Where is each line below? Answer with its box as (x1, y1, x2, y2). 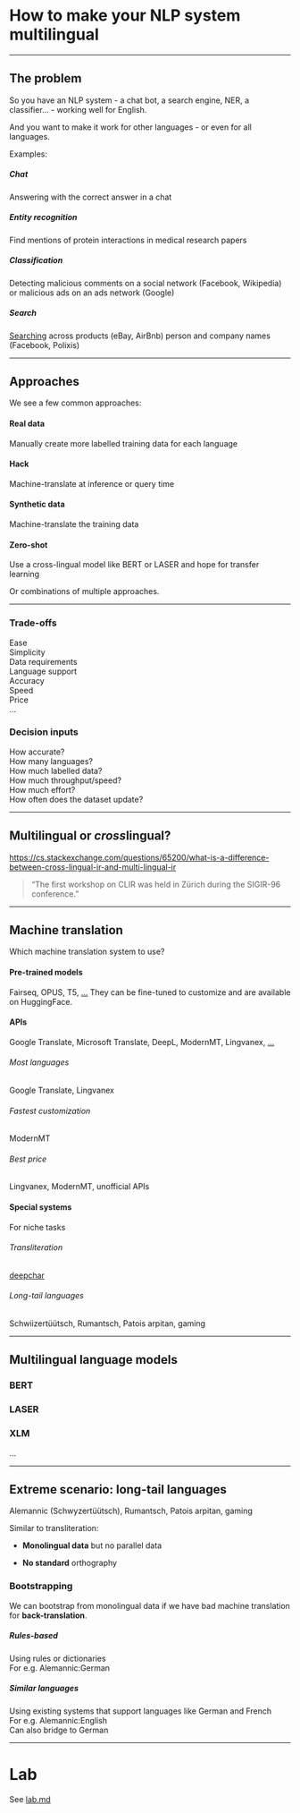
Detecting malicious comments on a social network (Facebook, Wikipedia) (9, 277, 282, 288)
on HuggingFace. (9, 996, 73, 1007)
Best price (9, 1153, 47, 1164)
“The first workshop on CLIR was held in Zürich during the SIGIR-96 (30, 879, 281, 889)
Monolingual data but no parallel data (21, 1540, 162, 1551)
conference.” (30, 888, 79, 899)
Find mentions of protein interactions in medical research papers (9, 234, 247, 245)
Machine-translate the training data (9, 519, 139, 530)
